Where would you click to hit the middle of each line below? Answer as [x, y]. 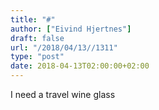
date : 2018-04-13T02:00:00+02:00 [80, 66]
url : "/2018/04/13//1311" [64, 47]
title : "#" [33, 19]
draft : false [37, 38]
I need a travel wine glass [63, 94]
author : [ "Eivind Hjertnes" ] [71, 29]
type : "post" [37, 57]
